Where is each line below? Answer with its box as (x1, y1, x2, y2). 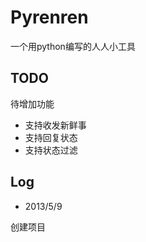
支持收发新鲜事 (24, 119, 87, 131)
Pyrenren (10, 6, 89, 29)
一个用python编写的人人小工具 (10, 40, 136, 52)
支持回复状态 (24, 131, 78, 143)
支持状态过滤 (24, 144, 78, 156)
